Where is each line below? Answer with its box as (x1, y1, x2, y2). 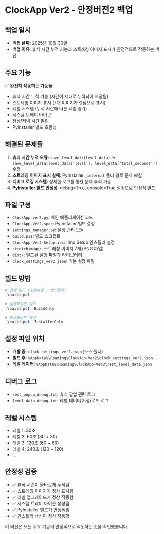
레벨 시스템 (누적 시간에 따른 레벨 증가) (12, 106, 87, 111)
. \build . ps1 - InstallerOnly (5, 320, 64, 324)
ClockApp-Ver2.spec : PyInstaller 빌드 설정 (12, 221, 95, 227)
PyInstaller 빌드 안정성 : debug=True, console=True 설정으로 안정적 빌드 (12, 185, 156, 191)
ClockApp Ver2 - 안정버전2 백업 (5, 4, 133, 16)
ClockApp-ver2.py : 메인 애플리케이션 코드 (12, 214, 93, 220)
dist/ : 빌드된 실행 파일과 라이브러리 (12, 252, 82, 258)
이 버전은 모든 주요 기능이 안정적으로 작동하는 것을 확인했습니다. (5, 523, 129, 529)
